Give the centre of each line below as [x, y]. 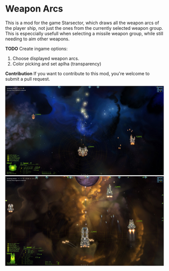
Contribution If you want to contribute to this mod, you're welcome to [77, 73]
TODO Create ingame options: [36, 48]
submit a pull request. [28, 79]
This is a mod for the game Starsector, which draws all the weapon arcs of [82, 23]
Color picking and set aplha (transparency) [57, 64]
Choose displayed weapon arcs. [46, 58]
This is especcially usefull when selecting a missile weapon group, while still [84, 33]
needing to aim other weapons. [37, 39]
